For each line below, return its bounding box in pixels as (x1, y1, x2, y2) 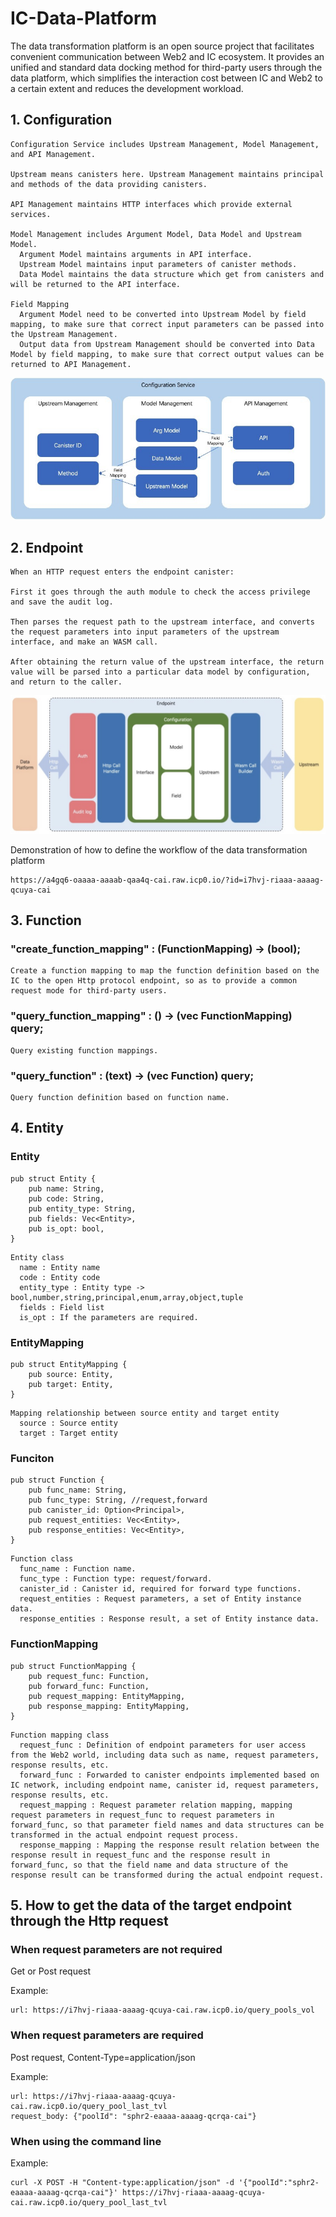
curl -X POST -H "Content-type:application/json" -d (10, 2177, 235, 2187)
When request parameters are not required (10, 1942, 223, 1956)
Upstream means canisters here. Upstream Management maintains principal (10, 169, 325, 179)
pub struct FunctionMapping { (10, 1661, 137, 1671)
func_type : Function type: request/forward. (19, 1574, 213, 1584)
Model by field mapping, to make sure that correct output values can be (10, 349, 325, 359)
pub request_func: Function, (28, 1671, 150, 1681)
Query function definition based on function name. (10, 1093, 230, 1103)
